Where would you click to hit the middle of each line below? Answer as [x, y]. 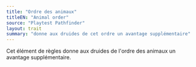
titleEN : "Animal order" [38, 17]
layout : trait [24, 28]
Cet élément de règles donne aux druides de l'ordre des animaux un [91, 51]
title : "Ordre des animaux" [42, 12]
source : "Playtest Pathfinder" [46, 23]
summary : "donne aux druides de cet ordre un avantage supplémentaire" [98, 34]
